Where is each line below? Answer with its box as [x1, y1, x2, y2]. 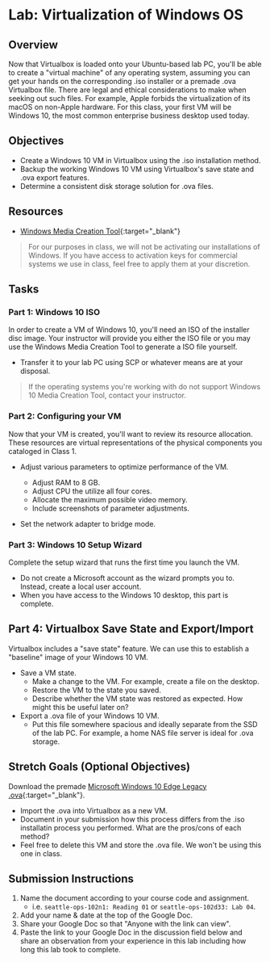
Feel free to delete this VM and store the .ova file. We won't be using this [19, 840, 262, 850]
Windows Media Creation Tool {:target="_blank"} [19, 226, 181, 236]
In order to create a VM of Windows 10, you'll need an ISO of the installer [8, 325, 250, 334]
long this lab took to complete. [19, 945, 121, 955]
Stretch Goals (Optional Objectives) [8, 760, 191, 774]
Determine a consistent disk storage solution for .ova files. [19, 181, 214, 191]
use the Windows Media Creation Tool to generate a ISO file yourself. [8, 342, 238, 352]
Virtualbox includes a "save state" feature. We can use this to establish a [8, 644, 250, 653]
